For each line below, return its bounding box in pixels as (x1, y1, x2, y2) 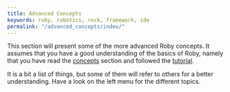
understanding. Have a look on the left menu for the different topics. (7, 77, 201, 86)
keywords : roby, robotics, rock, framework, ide (7, 17, 150, 24)
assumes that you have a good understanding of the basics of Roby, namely (7, 49, 224, 57)
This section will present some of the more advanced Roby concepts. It (7, 42, 210, 50)
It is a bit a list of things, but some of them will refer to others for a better (7, 70, 214, 78)
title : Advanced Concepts (7, 10, 82, 17)
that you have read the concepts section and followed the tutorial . (7, 57, 195, 65)
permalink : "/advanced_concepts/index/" (7, 23, 126, 30)
